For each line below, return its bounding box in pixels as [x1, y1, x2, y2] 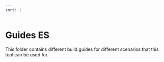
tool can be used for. [5, 51, 49, 57]
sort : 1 [5, 7, 22, 13]
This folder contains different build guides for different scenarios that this [5, 46, 159, 52]
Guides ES [5, 29, 50, 41]
